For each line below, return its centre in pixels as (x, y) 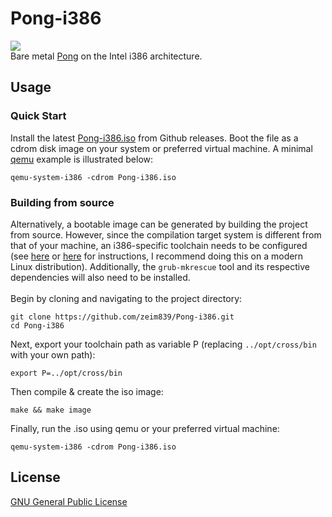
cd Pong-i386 (37, 325)
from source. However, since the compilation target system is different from (166, 234)
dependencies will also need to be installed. (100, 277)
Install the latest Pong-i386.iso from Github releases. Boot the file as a (154, 138)
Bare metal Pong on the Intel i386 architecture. (106, 56)
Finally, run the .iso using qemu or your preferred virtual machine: (145, 428)
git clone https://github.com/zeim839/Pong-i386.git (122, 317)
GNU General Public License (69, 501)
